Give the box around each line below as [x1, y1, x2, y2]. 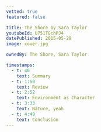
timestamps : [6, 62, 35, 68]
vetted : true [6, 8, 38, 15]
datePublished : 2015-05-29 [6, 36, 72, 42]
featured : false [6, 14, 46, 20]
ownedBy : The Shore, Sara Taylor [6, 52, 88, 57]
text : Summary [16, 73, 51, 79]
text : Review [16, 84, 48, 90]
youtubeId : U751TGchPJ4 [6, 30, 64, 36]
